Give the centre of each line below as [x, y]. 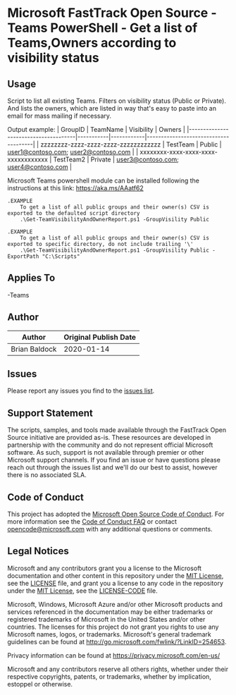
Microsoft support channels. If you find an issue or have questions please [114, 460]
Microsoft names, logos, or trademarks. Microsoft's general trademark [109, 634]
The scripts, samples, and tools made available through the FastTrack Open [117, 430]
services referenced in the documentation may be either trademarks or [110, 612]
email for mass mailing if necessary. [59, 116]
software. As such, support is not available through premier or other [106, 453]
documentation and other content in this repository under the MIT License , [116, 575]
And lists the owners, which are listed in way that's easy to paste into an [112, 108]
